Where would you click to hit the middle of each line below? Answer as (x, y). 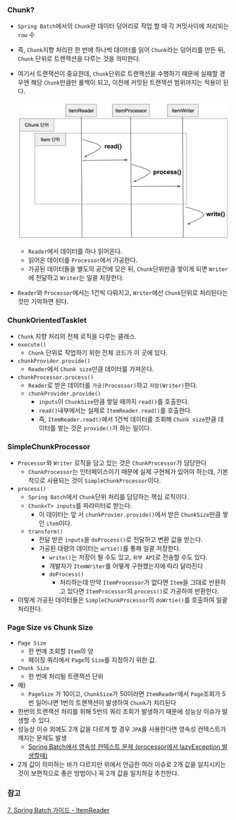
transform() (45, 532)
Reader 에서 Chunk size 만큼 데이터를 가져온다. (91, 369)
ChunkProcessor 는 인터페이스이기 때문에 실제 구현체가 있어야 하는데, (122, 472)
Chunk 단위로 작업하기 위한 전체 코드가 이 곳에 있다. (98, 352)
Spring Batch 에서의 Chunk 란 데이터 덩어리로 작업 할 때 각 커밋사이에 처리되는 (123, 26)
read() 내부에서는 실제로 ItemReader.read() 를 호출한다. (115, 410)
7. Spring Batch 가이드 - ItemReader (58, 810)
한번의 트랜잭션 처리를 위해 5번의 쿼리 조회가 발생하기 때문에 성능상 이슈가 (119, 712)
